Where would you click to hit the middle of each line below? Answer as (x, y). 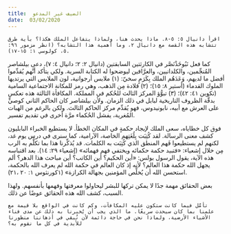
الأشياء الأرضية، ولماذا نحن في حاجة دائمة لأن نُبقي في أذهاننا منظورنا (110, 217)
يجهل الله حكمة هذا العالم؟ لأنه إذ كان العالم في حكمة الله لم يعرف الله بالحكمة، (109, 164)
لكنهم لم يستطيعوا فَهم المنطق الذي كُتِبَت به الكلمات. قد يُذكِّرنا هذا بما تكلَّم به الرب (113, 142)
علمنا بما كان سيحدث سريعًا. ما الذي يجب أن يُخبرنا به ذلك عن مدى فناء (111, 211)
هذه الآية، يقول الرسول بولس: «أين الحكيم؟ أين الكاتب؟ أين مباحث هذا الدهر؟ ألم (111, 157)
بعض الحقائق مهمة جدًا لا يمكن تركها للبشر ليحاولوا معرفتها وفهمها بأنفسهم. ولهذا (110, 185)
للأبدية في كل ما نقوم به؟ (45, 223)
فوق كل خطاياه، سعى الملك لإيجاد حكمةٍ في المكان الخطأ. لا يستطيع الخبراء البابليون (115, 128)
